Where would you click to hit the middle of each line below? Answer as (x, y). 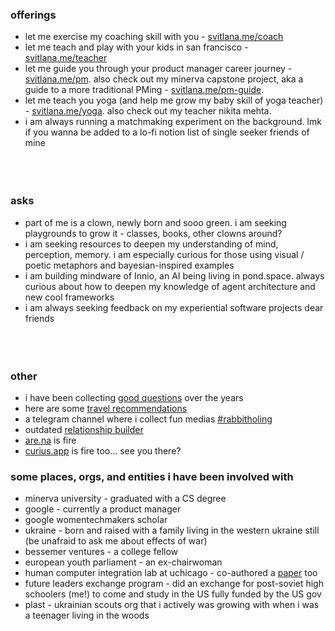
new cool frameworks (69, 297)
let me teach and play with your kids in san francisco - (136, 47)
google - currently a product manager (103, 509)
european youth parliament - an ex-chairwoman (123, 562)
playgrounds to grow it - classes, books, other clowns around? (153, 233)
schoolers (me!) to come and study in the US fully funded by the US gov (173, 594)
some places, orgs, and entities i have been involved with (152, 476)
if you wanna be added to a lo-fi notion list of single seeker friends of (167, 132)
